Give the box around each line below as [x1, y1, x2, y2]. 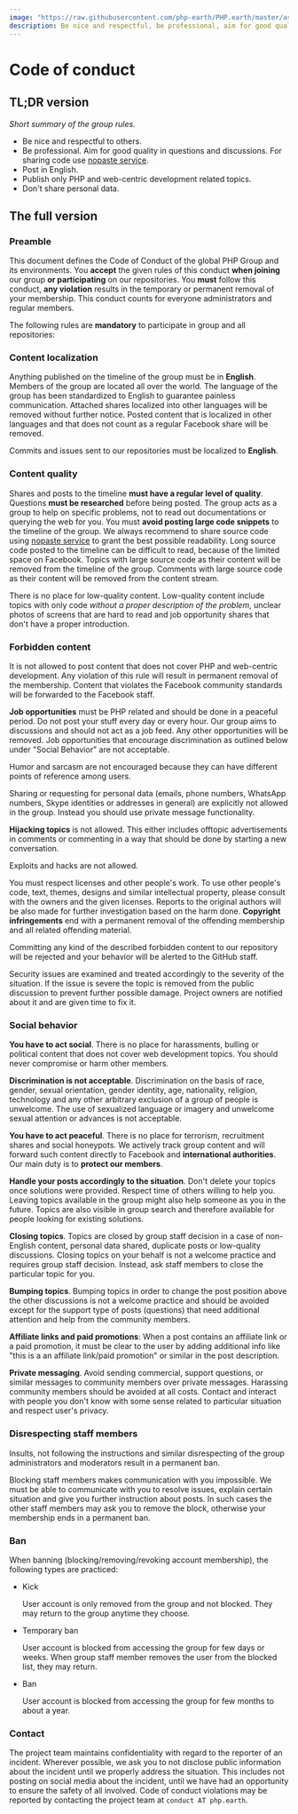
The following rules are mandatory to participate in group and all [9, 320, 247, 331]
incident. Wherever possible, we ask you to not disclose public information [9, 1757, 282, 1768]
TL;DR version [9, 95, 90, 110]
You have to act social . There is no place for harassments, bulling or [9, 1039, 260, 1050]
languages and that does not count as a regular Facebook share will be [9, 419, 269, 429]
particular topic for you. [9, 1268, 96, 1280]
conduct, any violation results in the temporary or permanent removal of [9, 284, 275, 294]
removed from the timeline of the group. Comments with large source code [9, 563, 283, 574]
